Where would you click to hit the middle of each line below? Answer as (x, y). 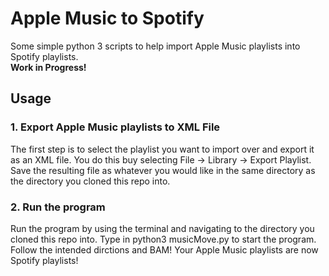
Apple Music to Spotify (107, 18)
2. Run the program (58, 207)
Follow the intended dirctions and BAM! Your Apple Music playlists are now (164, 249)
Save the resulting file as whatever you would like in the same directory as (163, 170)
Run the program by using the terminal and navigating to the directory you (162, 228)
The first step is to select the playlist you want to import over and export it (162, 149)
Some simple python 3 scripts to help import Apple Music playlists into (155, 46)
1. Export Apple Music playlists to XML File (115, 127)
